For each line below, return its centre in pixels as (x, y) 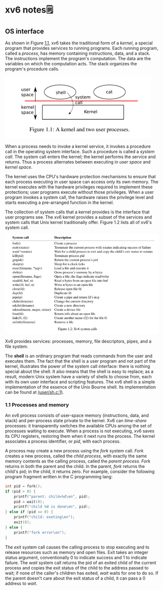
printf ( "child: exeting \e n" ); (45, 517)
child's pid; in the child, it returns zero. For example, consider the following (80, 471)
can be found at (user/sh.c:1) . (35, 392)
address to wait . (21, 583)
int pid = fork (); (24, 486)
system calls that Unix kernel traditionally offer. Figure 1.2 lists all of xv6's (79, 222)
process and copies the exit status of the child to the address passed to (77, 568)
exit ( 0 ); (23, 522)
